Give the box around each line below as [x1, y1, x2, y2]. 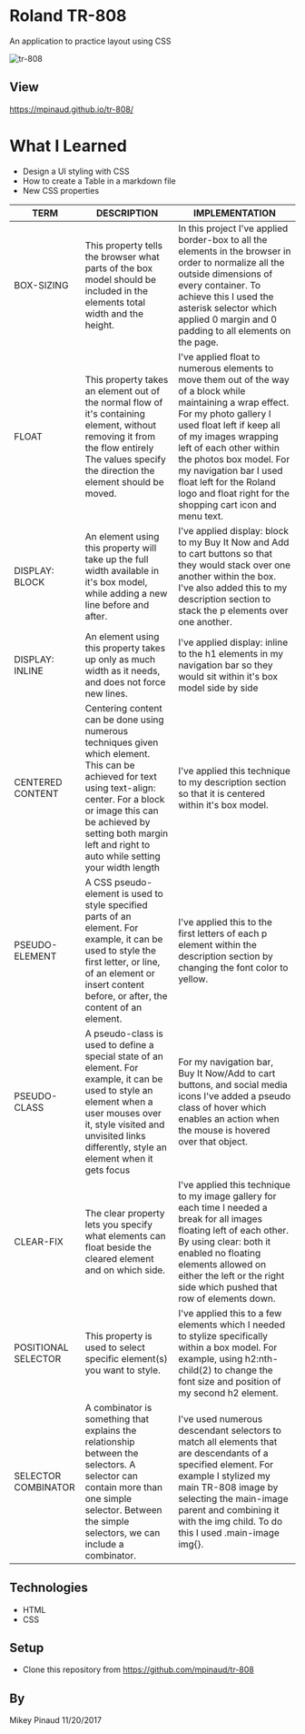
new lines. [84, 687, 129, 700]
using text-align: [84, 781, 156, 794]
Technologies [9, 1580, 89, 1596]
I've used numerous [178, 1412, 263, 1425]
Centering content [84, 701, 162, 714]
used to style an [84, 1084, 153, 1096]
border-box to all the [178, 233, 268, 246]
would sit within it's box [178, 670, 279, 682]
